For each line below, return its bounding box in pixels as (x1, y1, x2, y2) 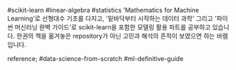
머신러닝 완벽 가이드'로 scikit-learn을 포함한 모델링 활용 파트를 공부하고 (14, 23, 211, 31)
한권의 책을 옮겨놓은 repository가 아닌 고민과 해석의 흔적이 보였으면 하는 (16, 31, 216, 40)
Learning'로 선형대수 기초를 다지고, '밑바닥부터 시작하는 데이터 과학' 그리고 (7, 14, 213, 22)
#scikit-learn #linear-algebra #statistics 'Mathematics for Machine (7, 6, 199, 14)
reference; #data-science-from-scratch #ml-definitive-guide (7, 55, 184, 62)
